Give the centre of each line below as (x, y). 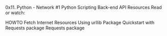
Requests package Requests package (45, 28)
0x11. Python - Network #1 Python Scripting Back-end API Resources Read (83, 7)
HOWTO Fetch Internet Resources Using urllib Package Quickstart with (80, 23)
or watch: (15, 13)
